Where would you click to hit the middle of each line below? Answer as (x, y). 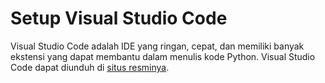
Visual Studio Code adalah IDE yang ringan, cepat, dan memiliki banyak (157, 46)
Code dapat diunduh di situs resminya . (90, 67)
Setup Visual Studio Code (119, 18)
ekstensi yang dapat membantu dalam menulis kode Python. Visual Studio (163, 56)
